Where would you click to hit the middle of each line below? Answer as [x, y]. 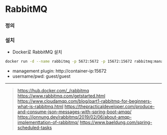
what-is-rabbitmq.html [40, 107]
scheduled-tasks [35, 128]
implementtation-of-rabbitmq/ [48, 123]
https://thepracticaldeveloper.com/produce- [110, 107]
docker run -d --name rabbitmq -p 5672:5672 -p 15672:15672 [69, 62]
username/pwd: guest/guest [41, 76]
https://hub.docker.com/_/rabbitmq [53, 91]
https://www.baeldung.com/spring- [116, 123]
